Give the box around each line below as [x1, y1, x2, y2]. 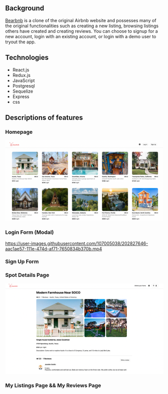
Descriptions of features [5, 113, 83, 122]
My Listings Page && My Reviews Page [5, 382, 101, 389]
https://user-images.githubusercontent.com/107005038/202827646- [5, 240, 148, 246]
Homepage [5, 128, 33, 135]
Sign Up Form [5, 258, 39, 265]
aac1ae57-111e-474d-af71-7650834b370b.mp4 [5, 246, 102, 252]
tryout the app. [5, 39, 36, 45]
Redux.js [12, 72, 31, 78]
